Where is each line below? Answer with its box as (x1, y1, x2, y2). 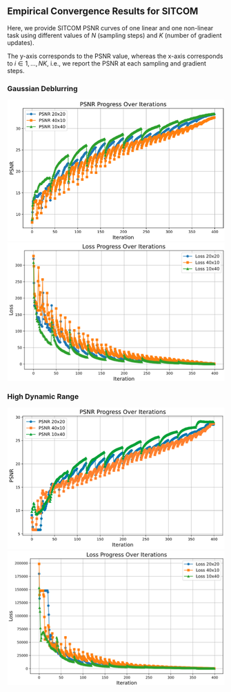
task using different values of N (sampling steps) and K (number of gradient (7, 31, 222, 39)
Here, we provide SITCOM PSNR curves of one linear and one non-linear (7, 23, 214, 32)
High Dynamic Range (7, 391, 79, 401)
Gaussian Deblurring (7, 83, 78, 93)
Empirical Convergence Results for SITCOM (7, 6, 199, 17)
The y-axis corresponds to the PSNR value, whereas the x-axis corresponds (7, 52, 223, 60)
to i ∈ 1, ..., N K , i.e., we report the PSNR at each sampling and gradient (7, 59, 207, 68)
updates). (7, 38, 34, 47)
